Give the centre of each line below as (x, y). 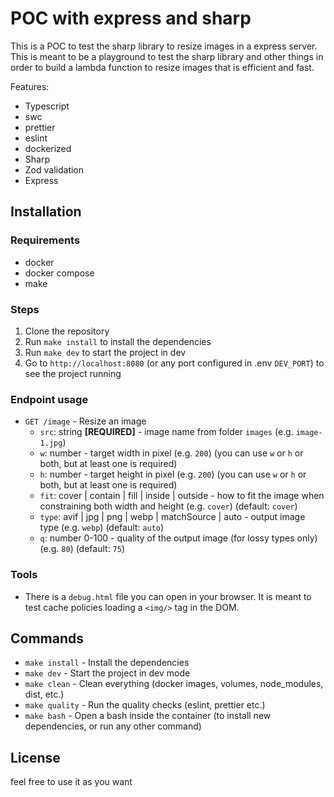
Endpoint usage (49, 399)
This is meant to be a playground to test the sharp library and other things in (167, 56)
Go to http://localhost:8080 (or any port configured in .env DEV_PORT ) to (174, 363)
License (35, 757)
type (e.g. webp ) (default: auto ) (102, 528)
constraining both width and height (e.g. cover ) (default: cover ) (168, 506)
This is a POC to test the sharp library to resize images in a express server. (164, 46)
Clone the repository (67, 331)
